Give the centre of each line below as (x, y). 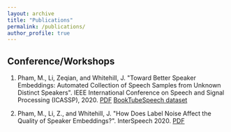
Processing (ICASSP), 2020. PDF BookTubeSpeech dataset (102, 100)
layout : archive (31, 14)
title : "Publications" (40, 20)
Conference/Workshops (61, 61)
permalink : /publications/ (46, 26)
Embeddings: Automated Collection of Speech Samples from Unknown (119, 85)
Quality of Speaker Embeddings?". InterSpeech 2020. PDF (101, 121)
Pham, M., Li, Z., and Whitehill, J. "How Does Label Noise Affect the (114, 114)
